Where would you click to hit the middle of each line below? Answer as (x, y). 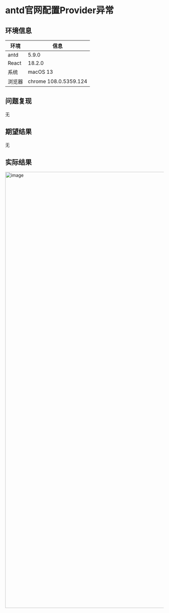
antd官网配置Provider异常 (60, 10)
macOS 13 (40, 72)
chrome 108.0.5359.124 (58, 81)
